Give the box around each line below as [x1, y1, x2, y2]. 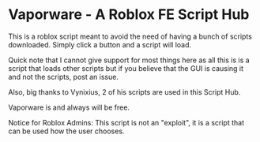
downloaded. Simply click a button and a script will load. [8, 39, 192, 49]
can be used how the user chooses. [8, 126, 125, 136]
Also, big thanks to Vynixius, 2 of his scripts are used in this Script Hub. [8, 87, 241, 96]
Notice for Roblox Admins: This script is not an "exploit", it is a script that [8, 118, 245, 127]
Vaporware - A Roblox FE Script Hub [8, 6, 250, 24]
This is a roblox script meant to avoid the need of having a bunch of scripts [8, 32, 253, 41]
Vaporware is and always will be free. [8, 103, 130, 112]
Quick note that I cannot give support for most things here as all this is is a [8, 55, 251, 65]
